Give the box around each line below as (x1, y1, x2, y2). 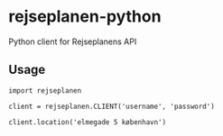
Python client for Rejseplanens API (8, 36, 137, 47)
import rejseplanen (8, 86, 82, 95)
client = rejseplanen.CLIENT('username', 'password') (8, 102, 216, 111)
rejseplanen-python (8, 6, 162, 27)
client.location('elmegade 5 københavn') (8, 117, 167, 127)
